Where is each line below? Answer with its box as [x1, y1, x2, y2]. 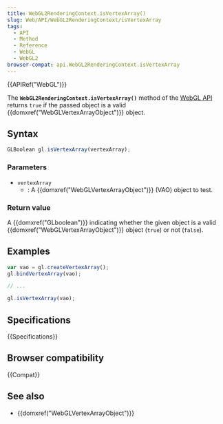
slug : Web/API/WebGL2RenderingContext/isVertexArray [7, 17, 162, 23]
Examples [7, 246, 50, 257]
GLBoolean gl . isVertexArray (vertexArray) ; [7, 146, 131, 153]
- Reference [13, 42, 48, 49]
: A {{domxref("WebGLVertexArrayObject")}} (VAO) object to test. [27, 185, 213, 193]
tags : [7, 23, 23, 30]
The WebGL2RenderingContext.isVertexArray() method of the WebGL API [7, 94, 213, 102]
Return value [7, 202, 51, 212]
